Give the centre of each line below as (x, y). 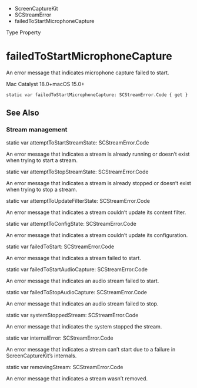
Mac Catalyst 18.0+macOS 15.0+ (46, 84)
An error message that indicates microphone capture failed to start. (88, 73)
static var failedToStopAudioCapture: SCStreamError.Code (76, 292)
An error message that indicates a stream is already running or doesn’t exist (98, 154)
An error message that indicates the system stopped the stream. (84, 326)
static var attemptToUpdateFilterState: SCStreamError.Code (78, 200)
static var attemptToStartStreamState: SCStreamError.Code (78, 142)
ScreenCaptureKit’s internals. (41, 356)
